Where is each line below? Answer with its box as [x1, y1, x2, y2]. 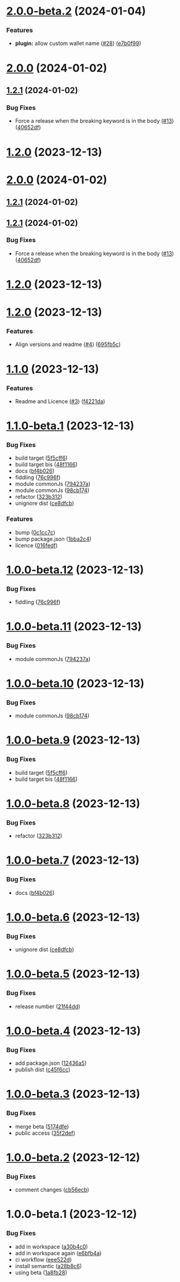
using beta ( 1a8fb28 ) [15, 1269, 68, 1276]
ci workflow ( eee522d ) [15, 1256, 72, 1263]
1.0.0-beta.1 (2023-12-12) [6, 1207, 138, 1221]
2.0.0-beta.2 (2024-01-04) [6, 4, 147, 18]
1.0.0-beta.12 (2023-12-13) [6, 563, 144, 577]
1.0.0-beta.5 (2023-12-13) [6, 967, 141, 981]
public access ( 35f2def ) [15, 1129, 76, 1137]
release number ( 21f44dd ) [15, 1002, 81, 1010]
